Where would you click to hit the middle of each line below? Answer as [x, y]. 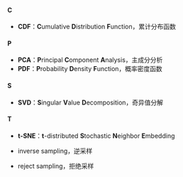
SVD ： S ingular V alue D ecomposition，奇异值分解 [90, 102]
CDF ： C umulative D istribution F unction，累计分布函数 [96, 27]
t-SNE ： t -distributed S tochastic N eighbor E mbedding [96, 136]
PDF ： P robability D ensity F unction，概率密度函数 [90, 69]
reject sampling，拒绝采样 [56, 166]
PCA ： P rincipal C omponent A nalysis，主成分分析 [90, 60]
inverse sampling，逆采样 [55, 151]
